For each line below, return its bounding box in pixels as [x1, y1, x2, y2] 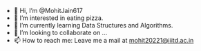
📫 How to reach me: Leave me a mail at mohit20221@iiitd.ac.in [13, 37, 194, 44]
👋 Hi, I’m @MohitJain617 [13, 7, 83, 14]
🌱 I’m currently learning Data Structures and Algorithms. [13, 21, 173, 29]
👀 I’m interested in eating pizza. [13, 14, 104, 22]
